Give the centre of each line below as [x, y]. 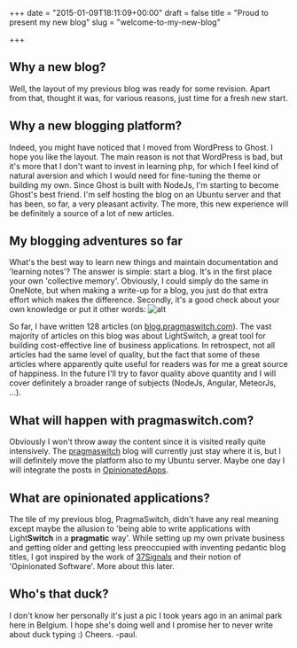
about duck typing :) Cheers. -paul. [73, 634]
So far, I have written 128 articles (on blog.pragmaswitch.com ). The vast [141, 326]
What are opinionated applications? [110, 498]
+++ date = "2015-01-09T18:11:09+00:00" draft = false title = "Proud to [139, 13]
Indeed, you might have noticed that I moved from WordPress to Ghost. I [141, 147]
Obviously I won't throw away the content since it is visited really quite [137, 441]
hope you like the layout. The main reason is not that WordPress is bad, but [146, 156]
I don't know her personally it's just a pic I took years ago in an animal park [146, 615]
